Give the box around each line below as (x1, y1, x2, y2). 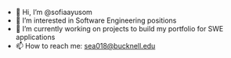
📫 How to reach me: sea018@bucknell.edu (15, 42, 156, 50)
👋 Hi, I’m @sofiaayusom (15, 8, 92, 16)
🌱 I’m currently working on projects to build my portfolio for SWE (15, 24, 224, 33)
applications (15, 32, 56, 42)
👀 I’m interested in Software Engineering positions (15, 16, 177, 25)
